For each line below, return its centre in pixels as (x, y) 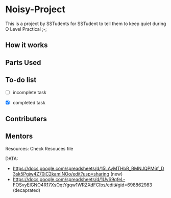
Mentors (19, 136)
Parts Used (23, 62)
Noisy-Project (35, 9)
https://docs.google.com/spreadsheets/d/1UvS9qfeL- (69, 179)
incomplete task (30, 92)
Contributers (26, 119)
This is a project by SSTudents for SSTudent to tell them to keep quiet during (86, 24)
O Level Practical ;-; (26, 29)
